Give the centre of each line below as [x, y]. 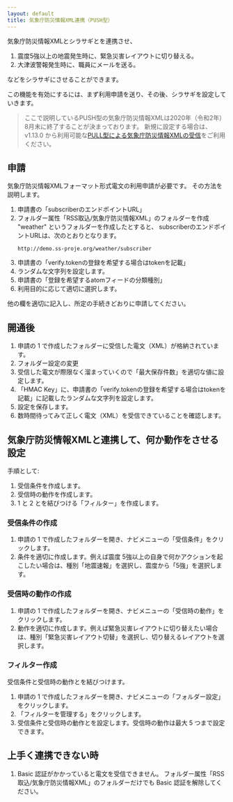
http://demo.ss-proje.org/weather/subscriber [84, 249]
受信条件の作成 [32, 522]
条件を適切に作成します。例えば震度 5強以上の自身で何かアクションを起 [120, 557]
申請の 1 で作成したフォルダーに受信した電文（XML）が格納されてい [115, 346]
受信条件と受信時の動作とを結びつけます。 [68, 681]
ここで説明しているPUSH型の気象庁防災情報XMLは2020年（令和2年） [125, 118]
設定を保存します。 [45, 407]
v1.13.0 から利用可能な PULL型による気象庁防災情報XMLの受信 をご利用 [125, 135]
